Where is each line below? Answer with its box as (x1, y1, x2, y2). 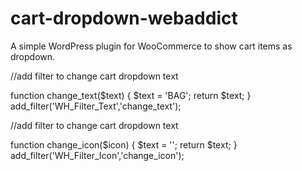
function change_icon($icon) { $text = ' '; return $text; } (10, 138, 238, 151)
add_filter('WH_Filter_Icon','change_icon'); (10, 149, 185, 161)
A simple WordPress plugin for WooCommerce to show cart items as (10, 40, 293, 52)
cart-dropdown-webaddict (10, 7, 238, 30)
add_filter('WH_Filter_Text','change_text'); (10, 100, 182, 112)
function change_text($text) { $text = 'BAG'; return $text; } (10, 89, 252, 101)
